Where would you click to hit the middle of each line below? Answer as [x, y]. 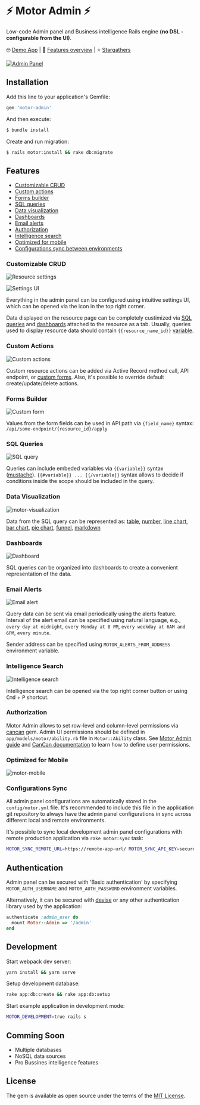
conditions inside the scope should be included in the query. [80, 481]
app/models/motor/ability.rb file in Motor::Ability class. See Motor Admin [99, 738]
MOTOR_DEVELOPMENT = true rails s [46, 1017]
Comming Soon [35, 1036]
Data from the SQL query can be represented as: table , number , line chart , [97, 521]
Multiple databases [38, 1050]
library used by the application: [44, 906]
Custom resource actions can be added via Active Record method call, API [98, 370]
